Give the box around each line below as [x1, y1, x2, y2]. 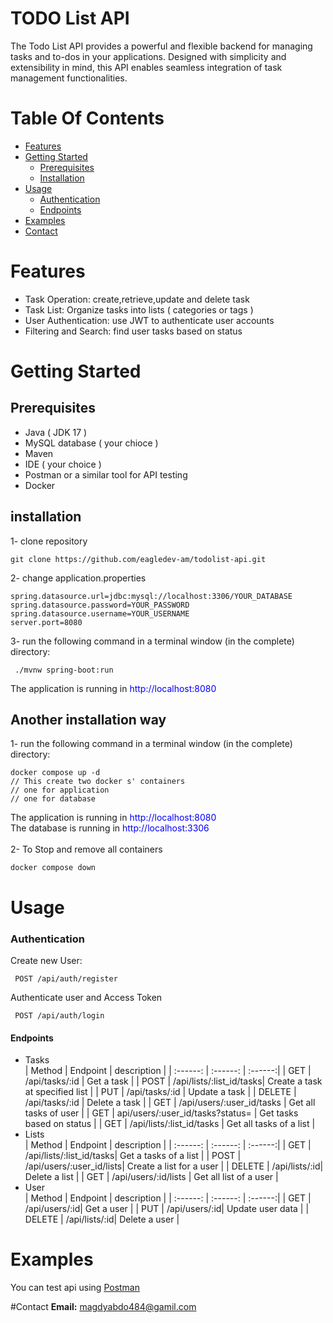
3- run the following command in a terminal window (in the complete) [10, 635, 295, 647]
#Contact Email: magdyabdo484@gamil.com [10, 1301, 197, 1313]
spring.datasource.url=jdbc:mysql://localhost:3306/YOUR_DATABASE [10, 591, 293, 601]
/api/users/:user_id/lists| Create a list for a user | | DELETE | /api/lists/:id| [24, 1160, 324, 1172]
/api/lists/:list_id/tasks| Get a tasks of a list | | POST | [24, 1150, 242, 1162]
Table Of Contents [10, 107, 165, 130]
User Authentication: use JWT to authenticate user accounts [24, 314, 275, 326]
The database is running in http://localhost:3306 [10, 822, 210, 834]
